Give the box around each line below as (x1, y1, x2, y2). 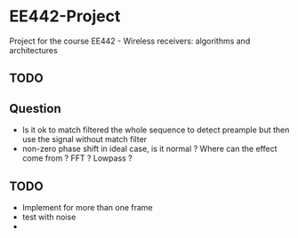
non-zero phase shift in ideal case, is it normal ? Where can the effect (21, 144, 278, 155)
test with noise (21, 211, 77, 222)
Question (9, 100, 61, 116)
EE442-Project (9, 6, 121, 27)
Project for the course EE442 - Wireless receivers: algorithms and (9, 36, 251, 46)
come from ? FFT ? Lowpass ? (21, 153, 133, 163)
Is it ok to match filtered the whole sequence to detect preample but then (21, 124, 290, 135)
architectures (9, 44, 58, 55)
